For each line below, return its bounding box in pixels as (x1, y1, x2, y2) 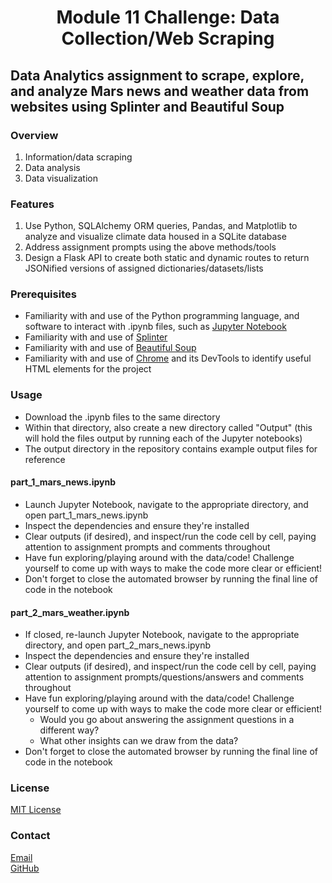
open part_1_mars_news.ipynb (24, 509, 149, 521)
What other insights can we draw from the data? (39, 735, 239, 747)
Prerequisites (10, 287, 77, 301)
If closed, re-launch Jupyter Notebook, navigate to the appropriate (24, 629, 300, 641)
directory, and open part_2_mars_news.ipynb (24, 639, 212, 651)
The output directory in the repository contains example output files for (24, 442, 318, 455)
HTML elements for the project (24, 363, 152, 375)
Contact (10, 829, 51, 843)
